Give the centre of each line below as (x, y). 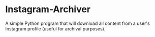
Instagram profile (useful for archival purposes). (55, 28)
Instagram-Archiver (48, 9)
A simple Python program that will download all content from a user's (77, 23)
